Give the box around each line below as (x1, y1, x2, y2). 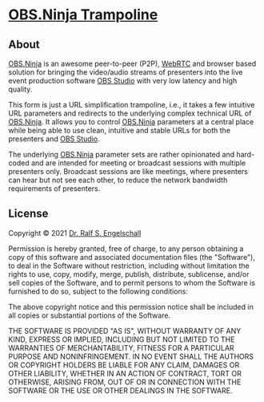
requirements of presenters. (8, 184, 101, 193)
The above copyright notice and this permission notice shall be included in (8, 302, 254, 311)
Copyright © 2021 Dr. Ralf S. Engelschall (8, 228, 142, 238)
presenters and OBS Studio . (8, 134, 100, 144)
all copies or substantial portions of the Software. (8, 311, 170, 320)
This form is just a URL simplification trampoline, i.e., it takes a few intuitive (8, 100, 255, 109)
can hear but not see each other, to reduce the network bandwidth (8, 175, 228, 185)
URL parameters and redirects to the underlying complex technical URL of (8, 108, 252, 118)
